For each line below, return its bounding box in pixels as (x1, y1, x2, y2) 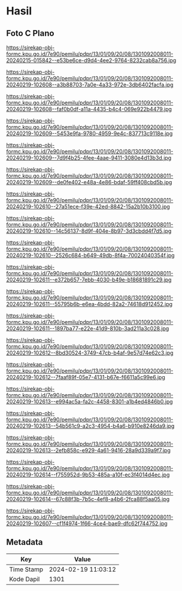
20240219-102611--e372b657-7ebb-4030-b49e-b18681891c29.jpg (6, 276, 172, 283)
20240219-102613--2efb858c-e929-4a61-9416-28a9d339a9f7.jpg (6, 447, 171, 454)
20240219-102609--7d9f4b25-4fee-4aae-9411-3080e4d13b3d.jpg (6, 154, 172, 161)
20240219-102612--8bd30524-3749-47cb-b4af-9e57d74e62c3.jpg (6, 349, 174, 356)
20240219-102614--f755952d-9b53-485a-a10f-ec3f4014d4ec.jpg (6, 471, 170, 478)
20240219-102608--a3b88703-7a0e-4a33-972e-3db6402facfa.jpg (6, 81, 174, 88)
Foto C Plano (6, 28, 54, 38)
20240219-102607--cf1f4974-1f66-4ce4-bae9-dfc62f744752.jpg (6, 520, 168, 527)
